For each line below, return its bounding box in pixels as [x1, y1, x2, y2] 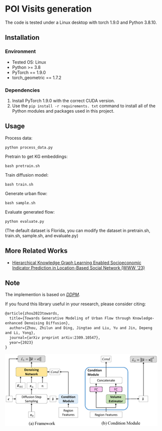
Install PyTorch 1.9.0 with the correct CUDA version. [12, 98, 115, 103]
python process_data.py [5, 145, 53, 150]
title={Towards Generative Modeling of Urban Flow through [9, 316, 131, 321]
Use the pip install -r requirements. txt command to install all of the [12, 103, 156, 109]
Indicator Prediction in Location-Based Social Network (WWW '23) [12, 265, 145, 270]
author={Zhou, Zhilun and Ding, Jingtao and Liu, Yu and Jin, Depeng [9, 326, 152, 331]
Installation [5, 33, 40, 42]
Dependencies [5, 86, 40, 93]
